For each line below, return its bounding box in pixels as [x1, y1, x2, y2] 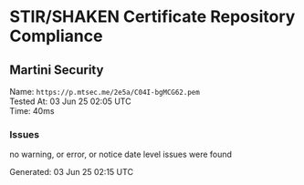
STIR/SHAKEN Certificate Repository [9, 6, 296, 27]
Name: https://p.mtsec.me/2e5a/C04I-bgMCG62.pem [9, 87, 201, 97]
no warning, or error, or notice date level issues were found [9, 149, 233, 160]
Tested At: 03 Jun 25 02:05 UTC [9, 96, 131, 107]
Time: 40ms [9, 106, 55, 116]
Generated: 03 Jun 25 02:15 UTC [9, 167, 134, 178]
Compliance [9, 26, 103, 46]
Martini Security [9, 62, 104, 77]
